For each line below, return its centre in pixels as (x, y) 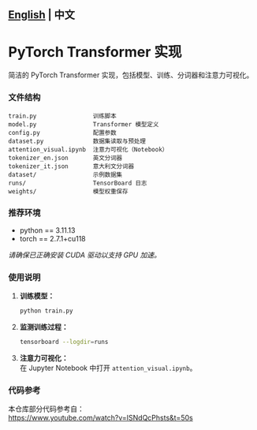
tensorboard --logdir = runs (64, 342)
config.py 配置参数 (62, 133)
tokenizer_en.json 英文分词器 (65, 158)
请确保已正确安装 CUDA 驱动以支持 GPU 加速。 (85, 255)
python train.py (46, 311)
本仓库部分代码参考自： (46, 409)
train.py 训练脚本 (62, 116)
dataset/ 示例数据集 (65, 174)
